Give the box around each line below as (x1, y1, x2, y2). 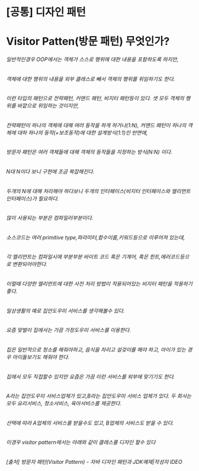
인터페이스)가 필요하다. (6, 195, 59, 202)
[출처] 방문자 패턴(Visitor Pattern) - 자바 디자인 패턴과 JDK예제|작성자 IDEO (6, 458, 182, 465)
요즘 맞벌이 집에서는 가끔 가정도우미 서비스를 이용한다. (6, 326, 131, 334)
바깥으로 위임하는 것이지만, (17, 102, 79, 110)
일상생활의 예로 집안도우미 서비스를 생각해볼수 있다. (6, 307, 125, 314)
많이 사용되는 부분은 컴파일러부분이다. (6, 214, 94, 222)
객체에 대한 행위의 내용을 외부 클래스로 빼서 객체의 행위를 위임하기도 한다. (6, 75, 175, 82)
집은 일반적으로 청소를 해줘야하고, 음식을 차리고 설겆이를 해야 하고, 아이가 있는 (6, 346, 187, 353)
